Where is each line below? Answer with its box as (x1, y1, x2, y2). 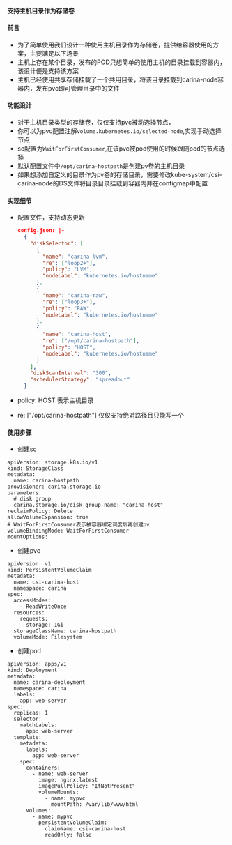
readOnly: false (44, 832, 92, 839)
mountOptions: (7, 533, 49, 540)
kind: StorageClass (7, 465, 64, 472)
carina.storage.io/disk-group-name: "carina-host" (13, 502, 164, 509)
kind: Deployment (7, 667, 58, 674)
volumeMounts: (38, 789, 79, 796)
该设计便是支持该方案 (17, 66, 79, 75)
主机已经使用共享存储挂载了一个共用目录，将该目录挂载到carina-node (17, 75, 218, 84)
